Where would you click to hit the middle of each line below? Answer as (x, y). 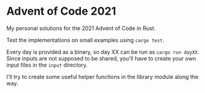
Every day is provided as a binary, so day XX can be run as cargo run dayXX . (103, 52)
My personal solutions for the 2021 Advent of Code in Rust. (81, 28)
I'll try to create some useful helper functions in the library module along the (102, 76)
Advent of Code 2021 (61, 11)
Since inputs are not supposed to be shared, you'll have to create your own (101, 58)
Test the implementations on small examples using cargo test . (85, 40)
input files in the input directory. (47, 65)
